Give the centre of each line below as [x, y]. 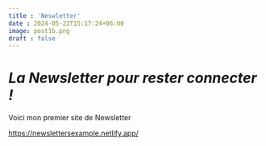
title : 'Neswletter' [45, 16]
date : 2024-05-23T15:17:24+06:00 [66, 23]
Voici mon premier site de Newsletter [70, 118]
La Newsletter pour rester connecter [133, 78]
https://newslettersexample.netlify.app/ [74, 133]
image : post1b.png [39, 31]
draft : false [32, 38]
